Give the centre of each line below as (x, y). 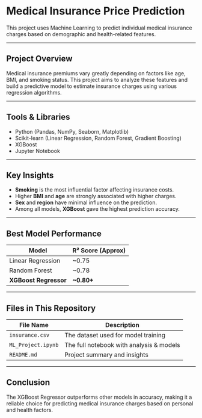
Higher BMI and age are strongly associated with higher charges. (96, 196)
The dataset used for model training (115, 335)
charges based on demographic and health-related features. (81, 34)
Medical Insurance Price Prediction (96, 11)
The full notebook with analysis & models (122, 345)
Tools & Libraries (38, 117)
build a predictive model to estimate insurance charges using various (92, 86)
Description (122, 325)
